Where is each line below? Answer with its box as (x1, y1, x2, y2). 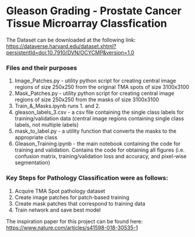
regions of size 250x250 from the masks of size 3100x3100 (14, 96, 160, 103)
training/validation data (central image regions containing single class (14, 115, 184, 122)
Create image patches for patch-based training (14, 194, 130, 201)
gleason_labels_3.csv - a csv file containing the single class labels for (14, 108, 184, 116)
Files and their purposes (6, 63, 77, 72)
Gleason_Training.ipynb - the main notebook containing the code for (14, 140, 181, 148)
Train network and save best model (14, 206, 101, 213)
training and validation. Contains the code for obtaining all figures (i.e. (14, 146, 185, 153)
